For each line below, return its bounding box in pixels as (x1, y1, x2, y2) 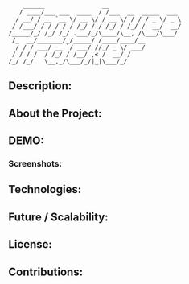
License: (8, 237, 52, 251)
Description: (8, 79, 72, 93)
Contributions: (8, 265, 83, 278)
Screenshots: (8, 158, 63, 170)
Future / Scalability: (8, 210, 109, 224)
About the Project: (8, 106, 102, 120)
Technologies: (8, 183, 82, 196)
